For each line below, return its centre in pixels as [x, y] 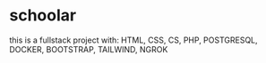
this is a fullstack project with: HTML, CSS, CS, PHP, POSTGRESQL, [133, 40]
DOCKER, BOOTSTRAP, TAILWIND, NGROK [89, 49]
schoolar [43, 16]
